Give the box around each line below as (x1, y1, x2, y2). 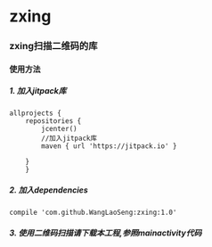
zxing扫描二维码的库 (9, 40, 98, 53)
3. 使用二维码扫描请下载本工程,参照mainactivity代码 (9, 227, 202, 238)
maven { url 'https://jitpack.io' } (41, 141, 177, 151)
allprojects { (9, 109, 62, 118)
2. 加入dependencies (9, 185, 89, 195)
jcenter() (41, 124, 77, 133)
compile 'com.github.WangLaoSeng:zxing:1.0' (9, 208, 177, 217)
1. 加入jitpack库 (9, 86, 67, 96)
